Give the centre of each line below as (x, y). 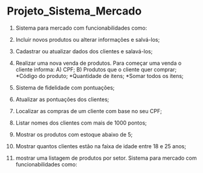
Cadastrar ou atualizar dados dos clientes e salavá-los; (84, 51)
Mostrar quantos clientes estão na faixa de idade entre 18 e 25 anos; (101, 146)
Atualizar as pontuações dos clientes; (62, 99)
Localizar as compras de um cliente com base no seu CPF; (89, 111)
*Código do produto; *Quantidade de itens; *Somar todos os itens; (99, 76)
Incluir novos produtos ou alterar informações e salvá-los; (88, 39)
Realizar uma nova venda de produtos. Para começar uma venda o (98, 63)
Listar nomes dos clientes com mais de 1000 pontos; (81, 123)
